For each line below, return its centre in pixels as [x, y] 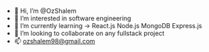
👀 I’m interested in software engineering [73, 18]
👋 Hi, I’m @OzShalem [45, 11]
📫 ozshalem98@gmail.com [55, 41]
